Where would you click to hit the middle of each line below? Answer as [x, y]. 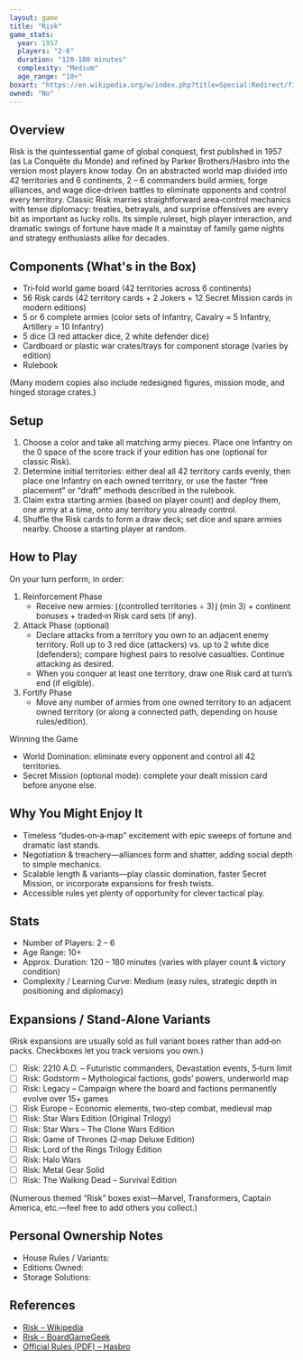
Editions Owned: [53, 1267]
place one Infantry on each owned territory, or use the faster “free [145, 481]
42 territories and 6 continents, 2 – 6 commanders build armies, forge [138, 181]
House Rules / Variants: [66, 1258]
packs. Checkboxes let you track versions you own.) [107, 1051]
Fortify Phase [47, 692]
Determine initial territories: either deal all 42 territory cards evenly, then [156, 471]
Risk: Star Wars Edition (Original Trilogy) [96, 1119]
